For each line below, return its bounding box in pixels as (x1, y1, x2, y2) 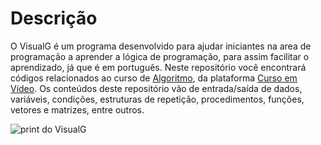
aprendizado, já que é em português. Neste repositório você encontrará (10, 61, 307, 73)
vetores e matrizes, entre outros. (10, 103, 145, 116)
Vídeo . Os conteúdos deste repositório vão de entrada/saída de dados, (10, 82, 303, 94)
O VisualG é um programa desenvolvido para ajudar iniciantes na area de (10, 40, 312, 52)
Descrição (10, 7, 98, 30)
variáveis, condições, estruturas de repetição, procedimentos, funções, (10, 93, 305, 105)
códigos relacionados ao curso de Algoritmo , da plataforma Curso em (10, 72, 298, 84)
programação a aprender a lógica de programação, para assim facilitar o (10, 50, 310, 62)
